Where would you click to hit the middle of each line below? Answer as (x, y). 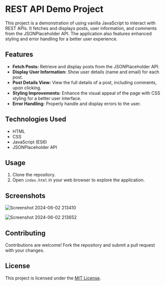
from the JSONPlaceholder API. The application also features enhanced (79, 33)
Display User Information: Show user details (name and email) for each (86, 72)
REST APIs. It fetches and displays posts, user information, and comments (81, 28)
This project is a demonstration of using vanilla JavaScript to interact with (80, 23)
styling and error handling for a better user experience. (61, 39)
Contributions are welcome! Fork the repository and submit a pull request (80, 245)
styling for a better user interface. (47, 98)
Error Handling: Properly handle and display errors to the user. (77, 104)
